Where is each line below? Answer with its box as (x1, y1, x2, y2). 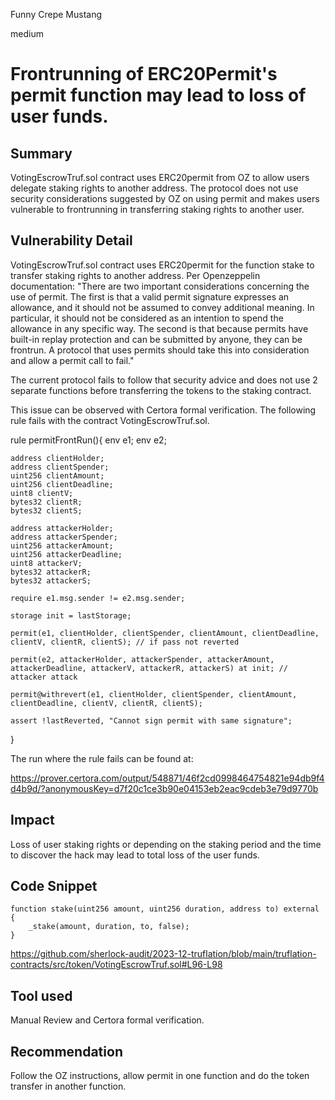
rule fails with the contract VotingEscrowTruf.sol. (10, 414, 210, 426)
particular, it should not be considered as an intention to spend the (10, 312, 284, 324)
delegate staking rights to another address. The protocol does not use (10, 182, 299, 194)
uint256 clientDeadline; (10, 479, 114, 489)
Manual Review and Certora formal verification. (10, 1014, 205, 1026)
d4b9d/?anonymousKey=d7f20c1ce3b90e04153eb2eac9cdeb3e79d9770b (10, 782, 319, 794)
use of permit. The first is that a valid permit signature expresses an (10, 290, 290, 303)
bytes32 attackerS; (10, 575, 92, 586)
